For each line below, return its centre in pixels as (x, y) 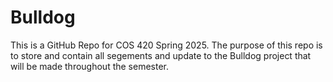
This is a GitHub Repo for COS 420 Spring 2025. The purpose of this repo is (166, 45)
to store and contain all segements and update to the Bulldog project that (161, 55)
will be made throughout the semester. (90, 66)
